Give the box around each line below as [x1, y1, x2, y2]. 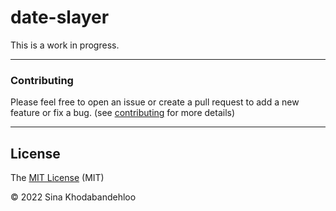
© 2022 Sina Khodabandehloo [10, 191, 137, 203]
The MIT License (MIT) [10, 172, 105, 184]
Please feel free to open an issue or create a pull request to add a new [10, 96, 300, 108]
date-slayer [10, 6, 110, 29]
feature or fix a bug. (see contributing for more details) [10, 107, 236, 119]
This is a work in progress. [10, 39, 120, 51]
